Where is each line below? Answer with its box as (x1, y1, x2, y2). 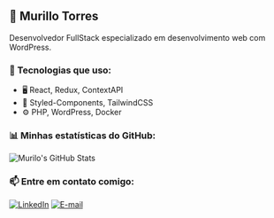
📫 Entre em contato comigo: (9, 175, 135, 188)
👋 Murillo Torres (9, 9, 99, 24)
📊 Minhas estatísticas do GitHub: (9, 129, 156, 142)
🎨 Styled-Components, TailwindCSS (21, 97, 154, 108)
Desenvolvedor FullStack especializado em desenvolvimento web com (9, 32, 266, 43)
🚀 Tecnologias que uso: (9, 64, 112, 76)
